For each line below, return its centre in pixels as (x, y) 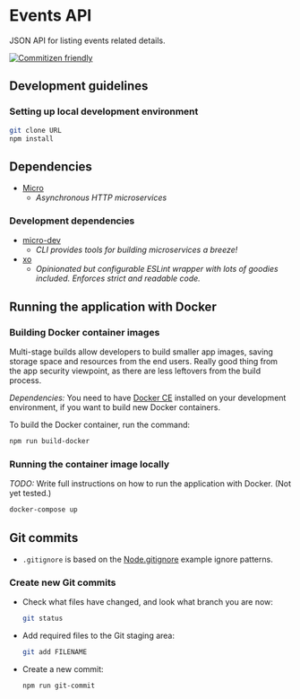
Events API (51, 16)
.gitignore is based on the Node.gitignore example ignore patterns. (147, 559)
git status (43, 619)
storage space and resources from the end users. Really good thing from (144, 362)
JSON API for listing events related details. (87, 40)
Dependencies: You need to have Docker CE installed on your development (148, 398)
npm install (31, 139)
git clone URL (36, 130)
